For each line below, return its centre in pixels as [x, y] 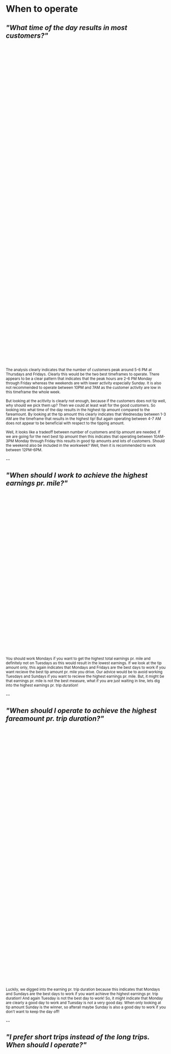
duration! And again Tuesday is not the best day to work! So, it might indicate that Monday [84, 998]
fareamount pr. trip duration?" [55, 719]
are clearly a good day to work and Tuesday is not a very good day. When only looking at [83, 1003]
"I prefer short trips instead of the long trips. [78, 1037]
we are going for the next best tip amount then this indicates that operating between [79, 437]
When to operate [42, 9]
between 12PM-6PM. [24, 450]
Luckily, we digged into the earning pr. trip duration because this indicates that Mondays [83, 989]
